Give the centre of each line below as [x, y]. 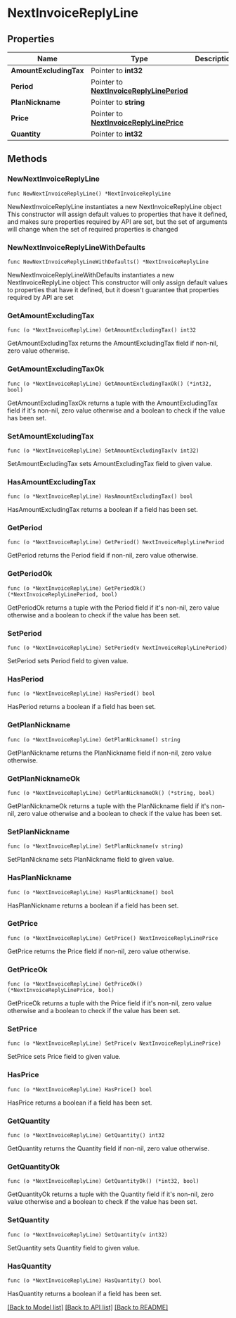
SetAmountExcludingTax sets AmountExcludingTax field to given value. [110, 463]
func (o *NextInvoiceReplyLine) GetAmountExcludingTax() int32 [102, 330]
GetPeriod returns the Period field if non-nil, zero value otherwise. [103, 556]
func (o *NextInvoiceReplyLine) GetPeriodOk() [77, 588]
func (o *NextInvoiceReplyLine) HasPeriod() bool [81, 694]
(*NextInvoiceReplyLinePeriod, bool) [63, 594]
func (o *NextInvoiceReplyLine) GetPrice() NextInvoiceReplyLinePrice [113, 938]
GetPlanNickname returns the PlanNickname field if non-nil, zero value [110, 753]
